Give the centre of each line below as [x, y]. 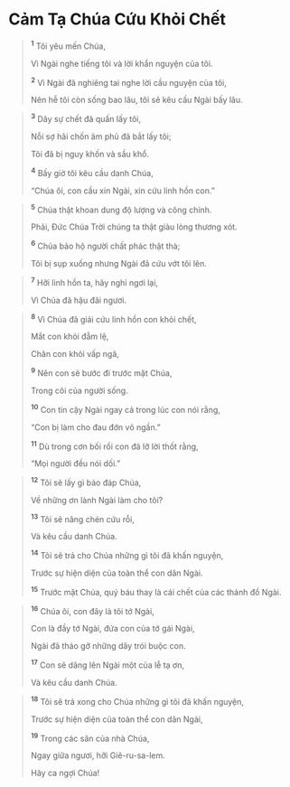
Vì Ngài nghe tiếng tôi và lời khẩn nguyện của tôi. [122, 63]
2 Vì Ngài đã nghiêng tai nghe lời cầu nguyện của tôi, [129, 81]
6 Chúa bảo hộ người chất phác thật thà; [105, 245]
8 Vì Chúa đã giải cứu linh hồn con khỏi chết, [113, 318]
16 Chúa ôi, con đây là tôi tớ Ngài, [92, 610]
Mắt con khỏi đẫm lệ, [70, 337]
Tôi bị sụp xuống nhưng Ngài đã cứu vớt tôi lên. [118, 263]
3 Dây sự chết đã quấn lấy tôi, [86, 118]
